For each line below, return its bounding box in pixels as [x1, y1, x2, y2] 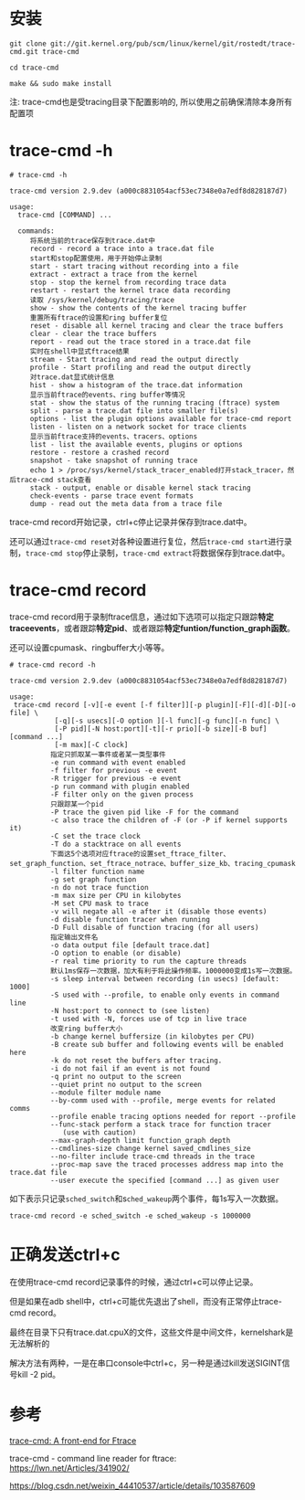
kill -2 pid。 [16, 1368, 61, 1379]
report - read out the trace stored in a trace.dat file [29, 337, 251, 346]
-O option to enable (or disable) [49, 948, 182, 957]
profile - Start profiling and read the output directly [29, 363, 251, 372]
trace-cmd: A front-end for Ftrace [9, 1435, 137, 1446]
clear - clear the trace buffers [29, 329, 157, 338]
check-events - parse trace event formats [29, 491, 195, 501]
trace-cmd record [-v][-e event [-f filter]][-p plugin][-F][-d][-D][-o [13, 700, 297, 709]
